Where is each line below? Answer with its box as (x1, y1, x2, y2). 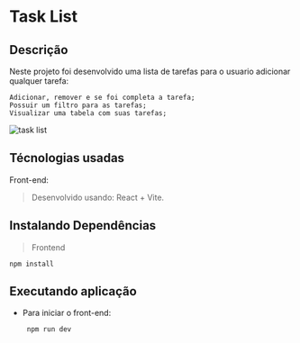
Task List (9, 6, 78, 27)
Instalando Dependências (9, 218, 157, 233)
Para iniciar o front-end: (22, 308, 112, 319)
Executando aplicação (9, 284, 137, 299)
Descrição (9, 42, 68, 58)
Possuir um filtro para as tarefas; (9, 101, 147, 110)
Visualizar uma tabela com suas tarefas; (9, 109, 168, 118)
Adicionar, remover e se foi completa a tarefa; (9, 93, 195, 102)
